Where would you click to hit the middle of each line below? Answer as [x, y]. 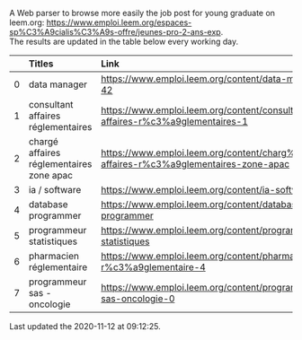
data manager [58, 84]
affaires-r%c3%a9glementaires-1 [174, 122]
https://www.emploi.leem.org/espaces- [119, 22]
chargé [43, 141]
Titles [41, 64]
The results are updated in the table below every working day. [124, 41]
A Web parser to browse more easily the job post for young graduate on [142, 13]
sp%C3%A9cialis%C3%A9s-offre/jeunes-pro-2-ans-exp [115, 32]
